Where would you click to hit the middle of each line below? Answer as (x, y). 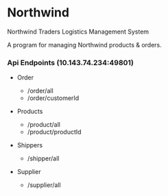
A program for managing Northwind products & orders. (85, 45)
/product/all (44, 125)
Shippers (30, 145)
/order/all (40, 91)
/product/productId (54, 132)
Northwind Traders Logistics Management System (78, 32)
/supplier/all (44, 185)
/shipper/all (43, 158)
